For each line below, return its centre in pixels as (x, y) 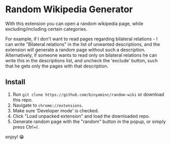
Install (15, 82)
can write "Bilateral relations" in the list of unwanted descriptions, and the (83, 44)
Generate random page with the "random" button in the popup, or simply (89, 122)
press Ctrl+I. (26, 127)
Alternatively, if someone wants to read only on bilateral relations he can (81, 55)
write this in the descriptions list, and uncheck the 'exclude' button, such (82, 60)
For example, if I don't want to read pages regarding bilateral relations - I (81, 39)
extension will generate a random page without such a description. (75, 50)
